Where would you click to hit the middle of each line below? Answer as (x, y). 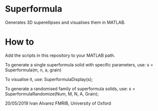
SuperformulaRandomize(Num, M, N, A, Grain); (52, 94)
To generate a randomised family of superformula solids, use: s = (70, 89)
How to (20, 42)
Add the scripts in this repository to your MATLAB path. (60, 55)
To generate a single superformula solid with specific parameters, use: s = (79, 64)
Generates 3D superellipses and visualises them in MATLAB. (65, 22)
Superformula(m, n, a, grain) (33, 70)
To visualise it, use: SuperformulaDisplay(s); (49, 79)
